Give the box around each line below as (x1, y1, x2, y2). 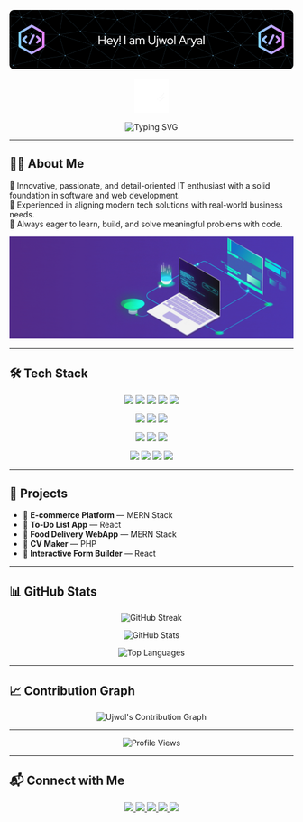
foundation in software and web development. (9, 189, 180, 200)
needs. (9, 208, 35, 219)
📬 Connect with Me (9, 773, 124, 789)
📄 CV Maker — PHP (22, 539, 97, 550)
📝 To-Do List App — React (22, 520, 122, 531)
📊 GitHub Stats (9, 584, 97, 599)
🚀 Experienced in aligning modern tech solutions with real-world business (9, 199, 283, 210)
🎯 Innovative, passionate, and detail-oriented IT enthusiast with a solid (9, 180, 271, 190)
